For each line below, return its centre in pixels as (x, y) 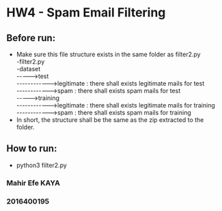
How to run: (32, 149)
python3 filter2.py (42, 165)
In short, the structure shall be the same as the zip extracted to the (110, 120)
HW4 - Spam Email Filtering (86, 13)
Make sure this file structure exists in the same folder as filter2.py (108, 54)
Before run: (31, 38)
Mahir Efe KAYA (33, 183)
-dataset (28, 69)
